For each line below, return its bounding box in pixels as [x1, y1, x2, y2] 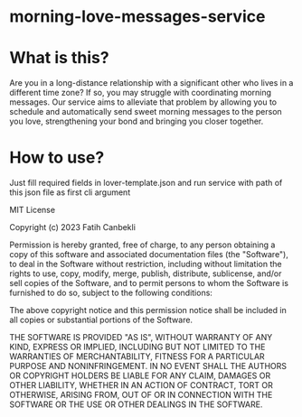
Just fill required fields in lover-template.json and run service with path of [9, 178, 283, 189]
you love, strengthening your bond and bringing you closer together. [9, 116, 264, 127]
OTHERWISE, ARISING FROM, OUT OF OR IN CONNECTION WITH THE [9, 390, 273, 401]
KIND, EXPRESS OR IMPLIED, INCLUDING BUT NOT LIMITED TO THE [9, 341, 266, 353]
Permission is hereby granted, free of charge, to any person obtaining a [9, 239, 276, 250]
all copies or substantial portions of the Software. [9, 314, 193, 326]
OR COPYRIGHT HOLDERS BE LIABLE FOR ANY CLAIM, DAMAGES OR [9, 370, 271, 381]
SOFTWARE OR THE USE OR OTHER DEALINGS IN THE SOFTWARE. [9, 399, 263, 410]
